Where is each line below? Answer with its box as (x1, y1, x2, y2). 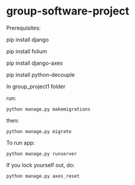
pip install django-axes (6, 59, 64, 67)
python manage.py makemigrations (6, 106, 91, 112)
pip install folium (6, 47, 47, 55)
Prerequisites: (6, 24, 41, 31)
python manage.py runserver (6, 151, 77, 157)
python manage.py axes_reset (6, 173, 80, 179)
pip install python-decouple (6, 71, 75, 78)
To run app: (6, 139, 35, 146)
